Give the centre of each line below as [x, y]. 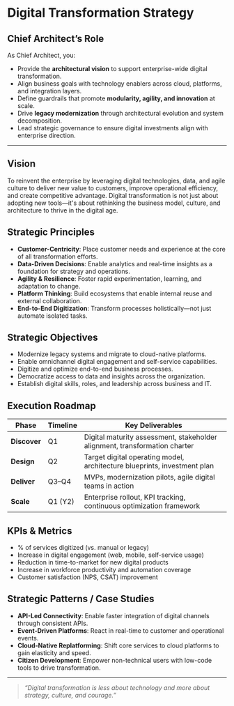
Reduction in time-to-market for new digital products [93, 562]
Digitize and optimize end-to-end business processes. [95, 369]
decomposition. [40, 121]
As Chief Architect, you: [41, 55]
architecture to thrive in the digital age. [63, 210]
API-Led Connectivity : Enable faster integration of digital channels [114, 615]
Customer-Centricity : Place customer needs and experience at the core [122, 249]
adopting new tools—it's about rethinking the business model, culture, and [114, 203]
